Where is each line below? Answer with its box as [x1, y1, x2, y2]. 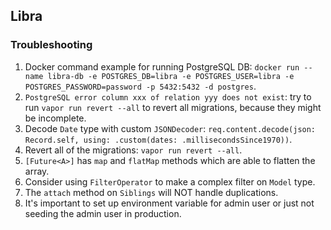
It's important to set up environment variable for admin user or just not [24, 197, 315, 209]
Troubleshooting [10, 38, 93, 52]
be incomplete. [24, 112, 87, 124]
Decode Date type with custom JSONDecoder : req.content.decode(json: [24, 122, 317, 134]
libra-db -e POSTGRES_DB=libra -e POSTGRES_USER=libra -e [47, 71, 295, 81]
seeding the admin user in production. [24, 207, 182, 219]
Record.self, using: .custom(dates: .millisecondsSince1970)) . [24, 133, 293, 145]
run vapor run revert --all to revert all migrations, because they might [24, 101, 322, 113]
